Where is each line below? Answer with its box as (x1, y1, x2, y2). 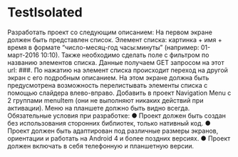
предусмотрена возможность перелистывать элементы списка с (7, 81, 208, 89)
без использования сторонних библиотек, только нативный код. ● (7, 118, 212, 127)
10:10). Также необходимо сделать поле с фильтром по (40, 51, 209, 59)
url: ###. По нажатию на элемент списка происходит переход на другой (7, 66, 228, 74)
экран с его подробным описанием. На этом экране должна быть (7, 73, 209, 82)
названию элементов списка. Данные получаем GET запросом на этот (7, 58, 224, 66)
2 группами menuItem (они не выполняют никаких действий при (7, 96, 204, 104)
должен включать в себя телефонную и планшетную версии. (7, 141, 195, 150)
